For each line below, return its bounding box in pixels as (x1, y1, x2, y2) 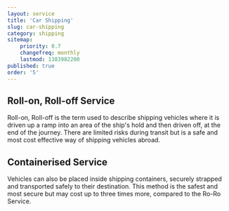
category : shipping (7, 29, 65, 37)
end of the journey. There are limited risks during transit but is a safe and (7, 128, 218, 137)
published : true (7, 62, 55, 69)
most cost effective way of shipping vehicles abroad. (7, 136, 160, 144)
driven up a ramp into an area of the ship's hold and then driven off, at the (7, 121, 221, 130)
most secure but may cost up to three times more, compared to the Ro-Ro (7, 190, 221, 198)
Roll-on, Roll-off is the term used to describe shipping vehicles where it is (7, 114, 220, 122)
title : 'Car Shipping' (7, 17, 74, 24)
